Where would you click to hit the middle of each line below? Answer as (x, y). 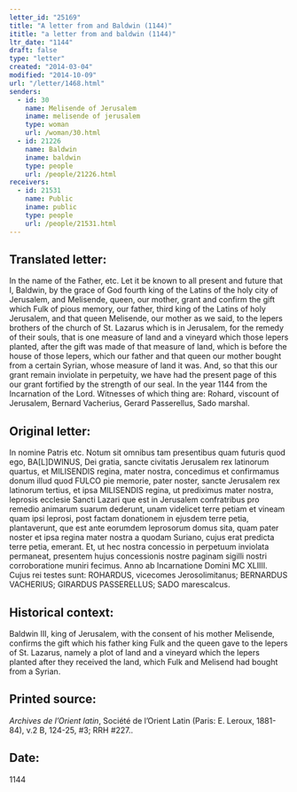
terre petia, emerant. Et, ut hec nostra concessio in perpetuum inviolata (139, 547)
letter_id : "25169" (45, 17)
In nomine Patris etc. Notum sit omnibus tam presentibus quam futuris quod (148, 452)
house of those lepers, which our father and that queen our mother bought (145, 357)
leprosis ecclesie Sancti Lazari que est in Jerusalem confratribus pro (134, 500)
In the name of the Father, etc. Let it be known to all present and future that (146, 281)
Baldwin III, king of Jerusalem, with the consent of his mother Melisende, (142, 633)
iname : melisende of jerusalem (83, 116)
